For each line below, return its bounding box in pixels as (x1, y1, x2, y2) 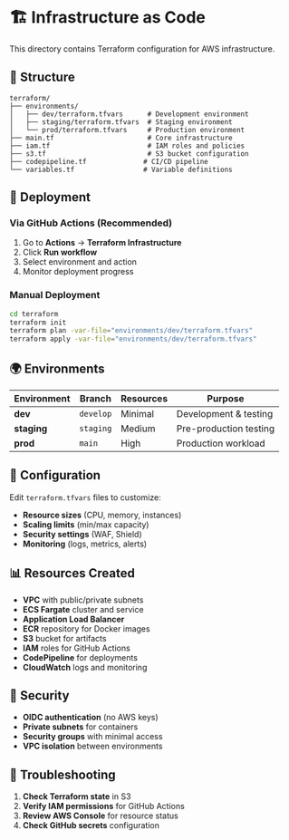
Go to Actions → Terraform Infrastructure (22, 237, 182, 248)
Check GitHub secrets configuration (22, 820, 160, 831)
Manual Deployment (9, 289, 101, 302)
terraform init (9, 318, 67, 327)
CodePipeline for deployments (22, 652, 139, 662)
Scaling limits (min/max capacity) (22, 518, 149, 530)
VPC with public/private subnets (22, 594, 144, 605)
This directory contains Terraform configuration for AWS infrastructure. (9, 43, 275, 54)
